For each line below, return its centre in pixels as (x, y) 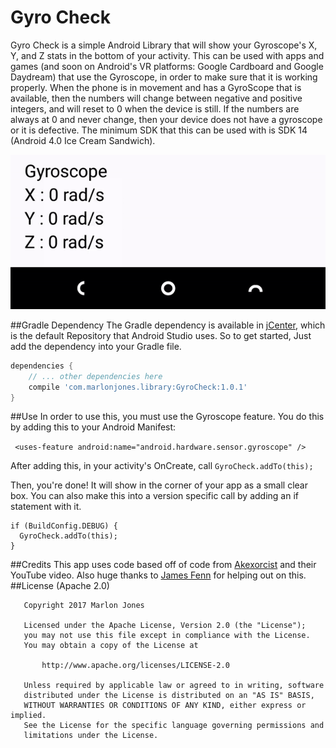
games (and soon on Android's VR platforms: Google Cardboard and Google (167, 66)
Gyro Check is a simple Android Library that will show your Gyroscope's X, (164, 45)
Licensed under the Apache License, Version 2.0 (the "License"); (165, 626)
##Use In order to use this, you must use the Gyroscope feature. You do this (167, 417)
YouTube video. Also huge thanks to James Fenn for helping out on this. (158, 575)
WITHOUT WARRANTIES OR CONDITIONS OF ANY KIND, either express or (165, 706)
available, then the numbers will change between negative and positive (156, 98)
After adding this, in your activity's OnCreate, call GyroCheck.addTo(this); (162, 466)
